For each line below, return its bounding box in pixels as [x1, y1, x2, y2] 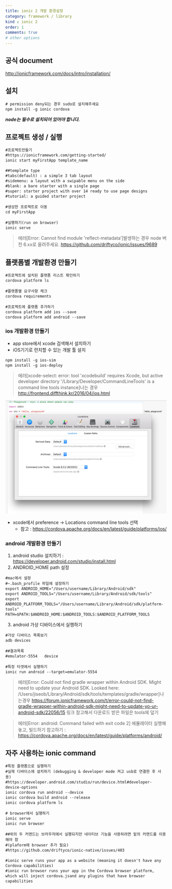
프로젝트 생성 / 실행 [5, 133, 62, 141]
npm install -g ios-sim [5, 357, 56, 362]
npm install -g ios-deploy [5, 362, 63, 368]
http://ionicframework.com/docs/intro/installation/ [5, 70, 111, 77]
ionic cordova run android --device [5, 790, 83, 795]
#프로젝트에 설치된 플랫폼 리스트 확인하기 [5, 273, 80, 278]
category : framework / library [5, 13, 72, 19]
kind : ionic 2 [5, 19, 38, 24]
